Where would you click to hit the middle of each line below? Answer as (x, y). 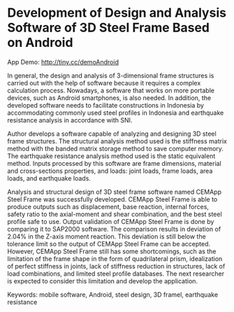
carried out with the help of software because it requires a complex (104, 83)
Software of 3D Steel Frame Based (108, 28)
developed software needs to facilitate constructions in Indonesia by (106, 105)
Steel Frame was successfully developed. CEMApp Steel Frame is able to (112, 199)
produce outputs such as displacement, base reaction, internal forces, (108, 206)
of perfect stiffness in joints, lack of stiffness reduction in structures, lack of (116, 266)
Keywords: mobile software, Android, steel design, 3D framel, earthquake (113, 295)
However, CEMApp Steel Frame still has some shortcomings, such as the (112, 251)
